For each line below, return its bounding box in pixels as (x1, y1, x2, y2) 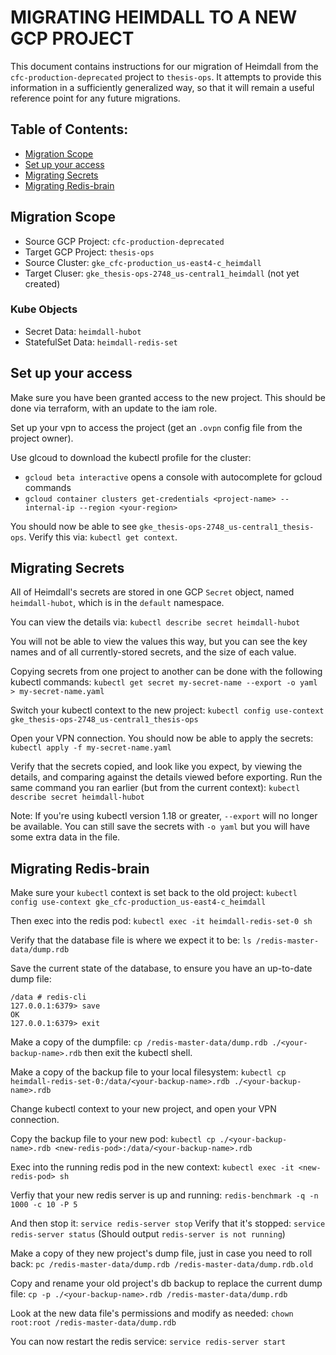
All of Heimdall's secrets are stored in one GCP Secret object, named (10, 586, 295, 598)
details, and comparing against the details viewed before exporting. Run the (10, 771, 323, 783)
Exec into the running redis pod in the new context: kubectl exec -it (10, 1161, 295, 1173)
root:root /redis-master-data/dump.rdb (10, 1318, 177, 1328)
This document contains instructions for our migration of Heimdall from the (10, 60, 319, 72)
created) (24, 277, 61, 290)
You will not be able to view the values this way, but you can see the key (10, 636, 308, 648)
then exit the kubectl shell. (84, 1047, 193, 1059)
